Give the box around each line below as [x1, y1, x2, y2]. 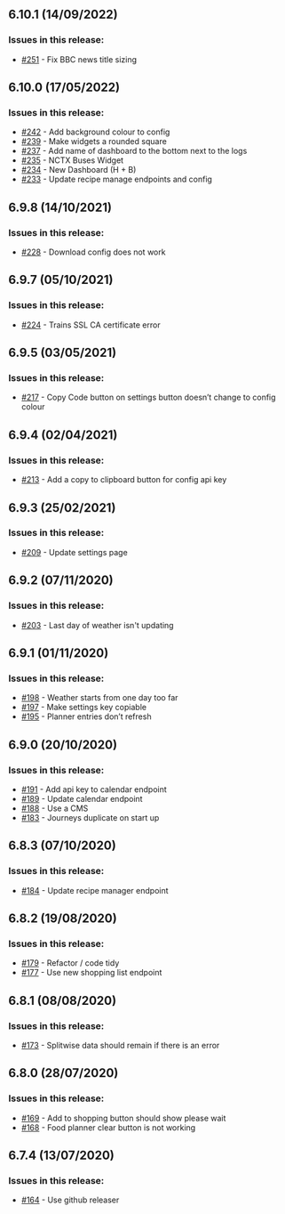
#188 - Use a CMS [20, 803, 89, 813]
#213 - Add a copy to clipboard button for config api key [20, 474, 227, 485]
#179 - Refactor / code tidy [20, 958, 120, 968]
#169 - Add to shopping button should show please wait [20, 1113, 226, 1123]
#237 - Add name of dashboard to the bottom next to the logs [20, 146, 248, 157]
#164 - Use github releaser [20, 1194, 120, 1205]
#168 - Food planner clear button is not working [20, 1121, 196, 1133]
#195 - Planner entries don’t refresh [20, 711, 152, 722]
